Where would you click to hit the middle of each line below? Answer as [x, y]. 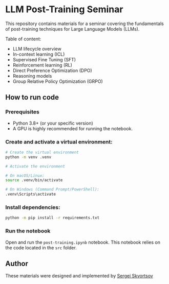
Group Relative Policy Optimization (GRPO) [58, 81]
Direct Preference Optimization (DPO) [52, 70]
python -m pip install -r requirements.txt [52, 218]
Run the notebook [28, 231]
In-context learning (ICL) [39, 54]
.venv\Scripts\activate [31, 194]
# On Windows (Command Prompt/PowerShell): [52, 190]
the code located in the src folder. [41, 247]
